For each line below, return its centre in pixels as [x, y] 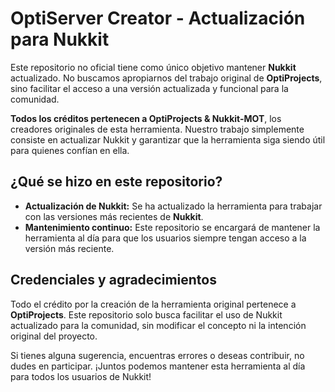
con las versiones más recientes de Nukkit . [114, 216]
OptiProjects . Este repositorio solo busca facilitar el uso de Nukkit [146, 314]
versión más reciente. [69, 248]
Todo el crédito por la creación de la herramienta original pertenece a [153, 304]
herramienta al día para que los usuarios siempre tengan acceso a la [165, 238]
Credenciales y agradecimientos [113, 280]
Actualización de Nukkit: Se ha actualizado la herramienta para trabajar [173, 206]
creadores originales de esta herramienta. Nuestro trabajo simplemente [157, 129]
